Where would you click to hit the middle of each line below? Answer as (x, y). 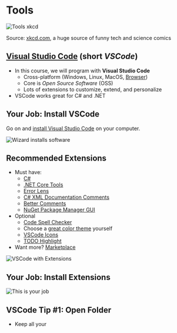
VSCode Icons (41, 235)
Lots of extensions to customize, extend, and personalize (93, 89)
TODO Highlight (42, 241)
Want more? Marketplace (45, 247)
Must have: (28, 172)
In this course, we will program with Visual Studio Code (82, 71)
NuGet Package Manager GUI (59, 210)
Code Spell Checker (48, 222)
